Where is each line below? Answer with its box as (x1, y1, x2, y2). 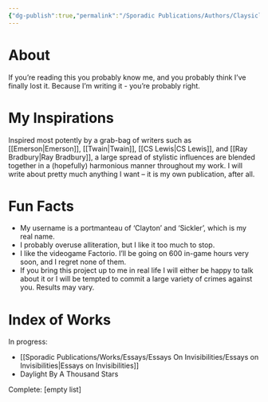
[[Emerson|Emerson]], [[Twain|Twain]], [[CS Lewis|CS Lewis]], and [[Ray (8, 144, 248, 153)
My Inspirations (8, 108, 114, 127)
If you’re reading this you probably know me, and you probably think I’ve (8, 73, 246, 82)
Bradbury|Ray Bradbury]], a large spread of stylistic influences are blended (8, 152, 255, 162)
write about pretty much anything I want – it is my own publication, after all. (8, 169, 255, 179)
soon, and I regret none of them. (19, 257, 126, 267)
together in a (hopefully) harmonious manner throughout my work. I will (8, 160, 243, 170)
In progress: (8, 337, 48, 347)
